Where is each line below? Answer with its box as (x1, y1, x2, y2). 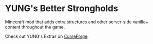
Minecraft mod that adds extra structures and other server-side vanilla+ (5, 19, 149, 25)
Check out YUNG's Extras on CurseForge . (5, 33, 89, 39)
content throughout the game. (5, 24, 65, 29)
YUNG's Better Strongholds (5, 3, 118, 14)
